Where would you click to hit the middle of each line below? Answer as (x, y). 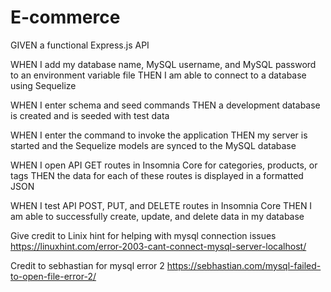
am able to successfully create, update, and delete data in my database (157, 216)
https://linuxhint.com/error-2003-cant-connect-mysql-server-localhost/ (158, 246)
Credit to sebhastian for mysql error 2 (87, 265)
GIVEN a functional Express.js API (80, 45)
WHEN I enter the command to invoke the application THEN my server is (159, 135)
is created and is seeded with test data (90, 115)
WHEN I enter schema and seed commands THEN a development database (165, 105)
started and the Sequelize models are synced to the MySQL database (153, 145)
